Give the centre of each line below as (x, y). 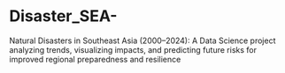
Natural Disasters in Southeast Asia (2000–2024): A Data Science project (142, 40)
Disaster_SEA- (63, 16)
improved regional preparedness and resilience (95, 59)
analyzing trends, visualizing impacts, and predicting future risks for (133, 49)
